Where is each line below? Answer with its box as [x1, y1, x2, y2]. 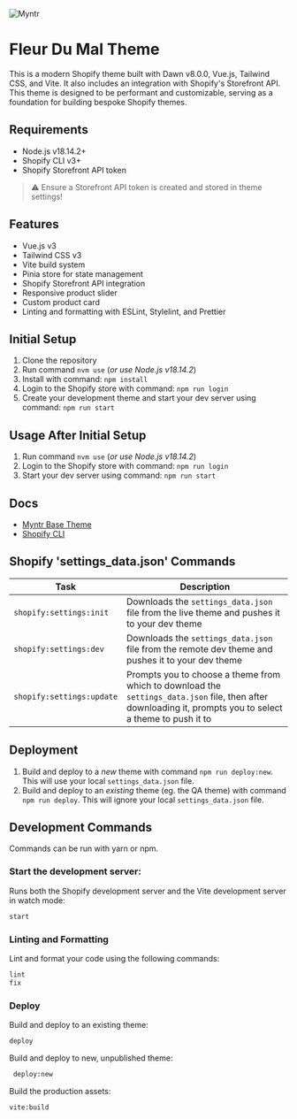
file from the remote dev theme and [126, 642, 273, 655]
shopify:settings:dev [13, 644, 104, 654]
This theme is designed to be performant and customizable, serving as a [9, 87, 274, 97]
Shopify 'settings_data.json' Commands [9, 554, 236, 570]
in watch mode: [9, 894, 66, 906]
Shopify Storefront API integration [21, 278, 146, 288]
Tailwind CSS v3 [21, 249, 82, 260]
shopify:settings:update [13, 691, 118, 701]
